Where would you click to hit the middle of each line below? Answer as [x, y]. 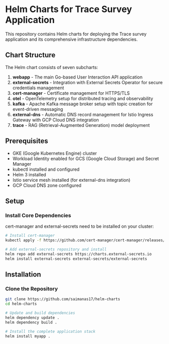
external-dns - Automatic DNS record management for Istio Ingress [83, 114]
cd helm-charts [21, 304]
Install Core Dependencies [38, 215]
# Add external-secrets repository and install [56, 249]
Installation [23, 275]
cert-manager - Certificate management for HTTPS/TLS [71, 93]
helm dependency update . [32, 318]
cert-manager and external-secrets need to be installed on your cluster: [80, 226]
